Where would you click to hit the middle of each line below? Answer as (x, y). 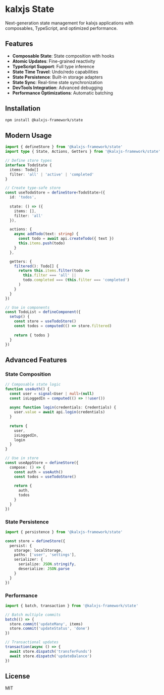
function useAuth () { (27, 389)
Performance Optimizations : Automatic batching (62, 93)
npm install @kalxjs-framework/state (44, 120)
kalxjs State (30, 9)
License (18, 676)
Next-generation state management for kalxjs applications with (69, 23)
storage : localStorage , (39, 550)
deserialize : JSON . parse (44, 569)
